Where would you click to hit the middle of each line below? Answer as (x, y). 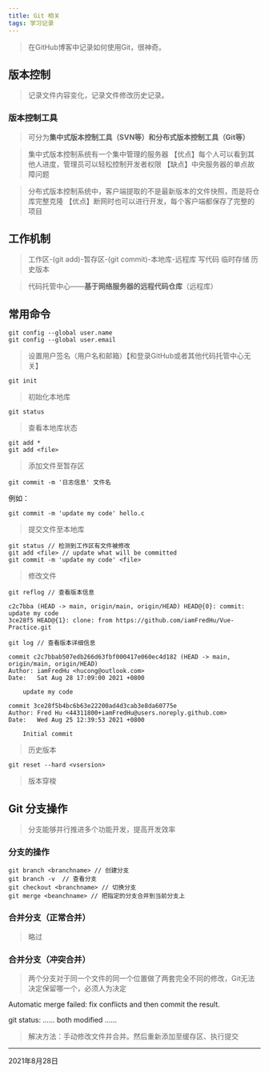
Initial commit (48, 734)
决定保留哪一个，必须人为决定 (77, 988)
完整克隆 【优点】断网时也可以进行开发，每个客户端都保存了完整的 (145, 201)
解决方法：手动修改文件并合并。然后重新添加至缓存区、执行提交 (133, 1036)
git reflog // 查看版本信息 (51, 593)
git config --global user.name (60, 333)
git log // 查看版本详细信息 (52, 643)
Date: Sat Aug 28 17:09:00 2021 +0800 (77, 678)
